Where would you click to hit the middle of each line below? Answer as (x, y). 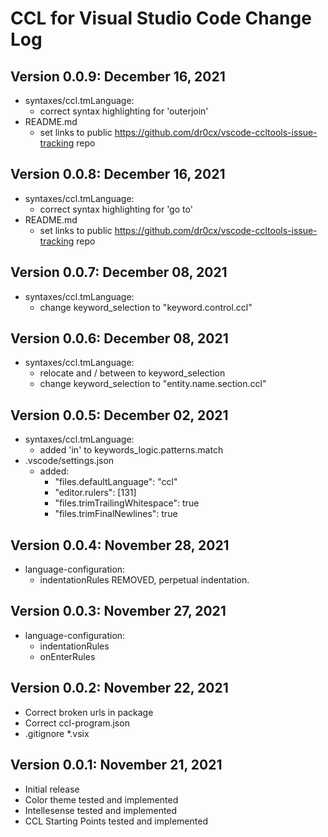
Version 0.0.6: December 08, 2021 (119, 338)
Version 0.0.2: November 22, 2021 (119, 688)
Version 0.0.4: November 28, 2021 (120, 545)
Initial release (52, 789)
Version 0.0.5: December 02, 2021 (119, 415)
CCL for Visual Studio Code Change (161, 18)
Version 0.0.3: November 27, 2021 (118, 611)
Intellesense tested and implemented (101, 810)
